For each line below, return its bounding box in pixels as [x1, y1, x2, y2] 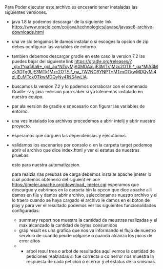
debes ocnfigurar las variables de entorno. [11, 44, 98, 49]
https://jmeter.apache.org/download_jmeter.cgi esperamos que [11, 182, 139, 187]
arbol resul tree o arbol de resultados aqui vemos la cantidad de [26, 248, 155, 254]
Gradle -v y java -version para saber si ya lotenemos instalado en [11, 89, 143, 94]
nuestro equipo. [11, 94, 44, 100]
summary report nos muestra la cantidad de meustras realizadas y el [19, 217, 157, 223]
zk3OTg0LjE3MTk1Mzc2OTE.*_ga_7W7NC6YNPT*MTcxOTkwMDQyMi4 [11, 69, 157, 75]
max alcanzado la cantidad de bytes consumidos [19, 222, 118, 228]
